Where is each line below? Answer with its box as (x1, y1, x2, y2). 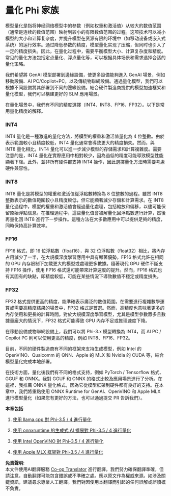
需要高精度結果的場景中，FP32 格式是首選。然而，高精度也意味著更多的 (14, 305, 165, 311)
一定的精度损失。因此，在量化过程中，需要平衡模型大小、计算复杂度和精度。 (5, 48, 166, 54)
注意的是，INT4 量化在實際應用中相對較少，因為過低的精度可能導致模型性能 (5, 153, 164, 159)
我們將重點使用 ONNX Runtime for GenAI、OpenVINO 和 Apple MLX (18, 388, 161, 394)
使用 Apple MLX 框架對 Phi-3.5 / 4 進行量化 (12, 449, 103, 455)
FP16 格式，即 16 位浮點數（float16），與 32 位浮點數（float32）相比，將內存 (5, 247, 165, 254)
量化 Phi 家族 (5, 5, 60, 16)
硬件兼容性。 (5, 165, 32, 171)
